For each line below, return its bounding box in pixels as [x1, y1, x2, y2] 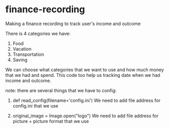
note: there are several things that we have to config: [5, 87, 117, 93]
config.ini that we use [12, 102, 59, 109]
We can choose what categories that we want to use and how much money [5, 67, 164, 73]
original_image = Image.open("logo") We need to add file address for [12, 113, 159, 119]
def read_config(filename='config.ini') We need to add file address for [12, 97, 161, 103]
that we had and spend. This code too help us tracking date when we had [5, 72, 160, 78]
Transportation [12, 51, 45, 57]
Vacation [12, 46, 32, 52]
